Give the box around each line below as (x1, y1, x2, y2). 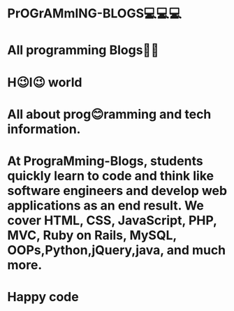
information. (7, 121, 81, 137)
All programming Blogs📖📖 (7, 43, 159, 58)
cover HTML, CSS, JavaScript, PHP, (7, 212, 217, 228)
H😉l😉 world (7, 74, 82, 90)
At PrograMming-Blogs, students (7, 153, 204, 168)
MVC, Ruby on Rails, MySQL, (7, 227, 177, 243)
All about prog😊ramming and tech (7, 106, 212, 122)
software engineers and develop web (7, 182, 228, 198)
